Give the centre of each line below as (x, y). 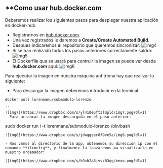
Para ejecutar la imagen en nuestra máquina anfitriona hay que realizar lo (80, 75)
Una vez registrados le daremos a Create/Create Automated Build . (81, 40)
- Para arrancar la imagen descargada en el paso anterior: (68, 117)
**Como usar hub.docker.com (54, 8)
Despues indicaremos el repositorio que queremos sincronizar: (76, 45)
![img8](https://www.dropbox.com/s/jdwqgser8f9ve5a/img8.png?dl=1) (76, 135)
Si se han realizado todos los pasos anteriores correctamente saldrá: (82, 50)
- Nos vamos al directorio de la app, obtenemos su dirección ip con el (81, 143)
